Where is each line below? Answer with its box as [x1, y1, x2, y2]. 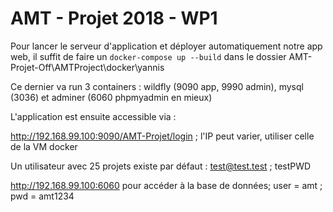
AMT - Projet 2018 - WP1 [10, 7, 218, 30]
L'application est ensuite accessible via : [10, 110, 177, 122]
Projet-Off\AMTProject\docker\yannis [10, 61, 165, 73]
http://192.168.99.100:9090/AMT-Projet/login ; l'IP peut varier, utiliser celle [10, 130, 315, 142]
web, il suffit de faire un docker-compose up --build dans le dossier [10, 50, 287, 62]
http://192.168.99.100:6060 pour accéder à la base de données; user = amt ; [10, 179, 323, 191]
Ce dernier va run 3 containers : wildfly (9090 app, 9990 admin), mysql [10, 80, 304, 92]
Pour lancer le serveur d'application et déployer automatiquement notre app [10, 40, 323, 52]
